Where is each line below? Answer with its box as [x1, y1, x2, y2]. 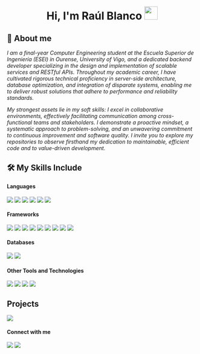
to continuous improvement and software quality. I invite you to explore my [7, 132, 193, 139]
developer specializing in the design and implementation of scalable [7, 62, 177, 69]
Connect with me [7, 328, 51, 335]
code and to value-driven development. [7, 145, 106, 151]
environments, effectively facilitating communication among [7, 113, 156, 119]
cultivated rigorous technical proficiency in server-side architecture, [7, 75, 177, 82]
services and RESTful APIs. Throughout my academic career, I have [7, 68, 176, 76]
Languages [7, 182, 36, 190]
